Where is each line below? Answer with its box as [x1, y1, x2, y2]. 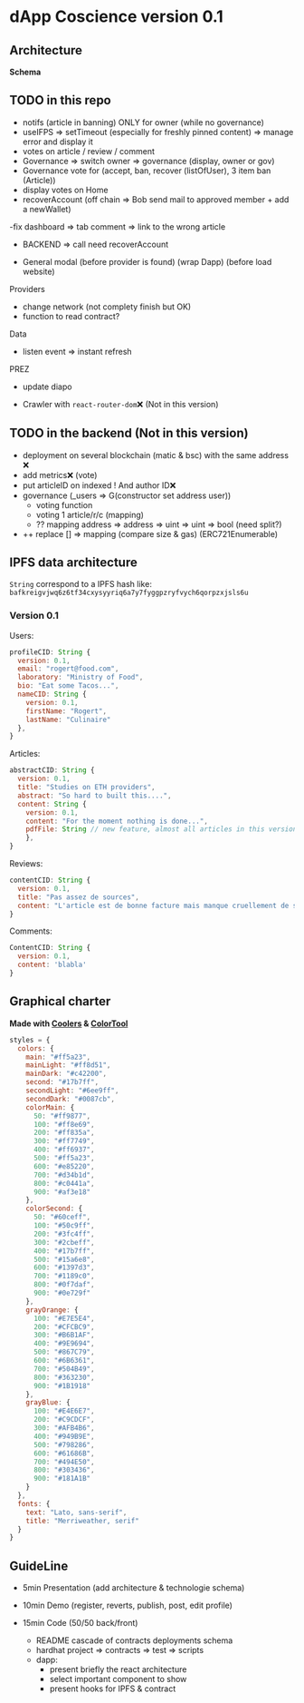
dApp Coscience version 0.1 [9, 6, 223, 27]
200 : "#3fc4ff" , [33, 1229, 95, 1238]
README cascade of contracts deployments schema [35, 1635, 233, 1646]
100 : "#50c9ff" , [33, 1221, 95, 1230]
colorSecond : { [25, 1204, 83, 1213]
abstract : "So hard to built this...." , [17, 791, 172, 800]
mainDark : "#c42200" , [25, 1069, 107, 1079]
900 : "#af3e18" [33, 1187, 91, 1197]
